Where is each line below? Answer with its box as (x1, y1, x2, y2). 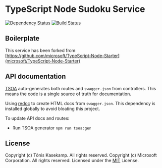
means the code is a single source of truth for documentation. (5, 91, 131, 97)
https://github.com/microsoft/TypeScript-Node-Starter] (6, 53, 120, 58)
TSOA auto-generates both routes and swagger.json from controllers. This (5, 85, 156, 91)
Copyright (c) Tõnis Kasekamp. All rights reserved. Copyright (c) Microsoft (5, 152, 157, 158)
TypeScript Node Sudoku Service (5, 3, 145, 15)
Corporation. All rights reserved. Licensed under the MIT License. (5, 158, 139, 164)
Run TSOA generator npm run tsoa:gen (12, 125, 92, 131)
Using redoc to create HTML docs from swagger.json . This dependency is (5, 100, 156, 106)
